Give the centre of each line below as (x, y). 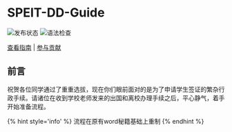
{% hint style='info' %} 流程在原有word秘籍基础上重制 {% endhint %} (106, 121)
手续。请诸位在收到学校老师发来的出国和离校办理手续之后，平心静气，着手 (119, 97)
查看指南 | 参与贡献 (34, 47)
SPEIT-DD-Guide (56, 13)
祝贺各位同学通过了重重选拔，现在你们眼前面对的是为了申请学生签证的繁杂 (113, 89)
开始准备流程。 (28, 106)
